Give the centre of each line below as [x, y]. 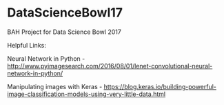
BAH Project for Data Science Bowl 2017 [64, 32]
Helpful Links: [27, 45]
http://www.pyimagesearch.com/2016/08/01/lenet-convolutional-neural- [110, 66]
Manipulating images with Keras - [55, 86]
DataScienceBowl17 [65, 13]
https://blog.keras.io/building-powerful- [160, 86]
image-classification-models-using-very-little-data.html [86, 94]
